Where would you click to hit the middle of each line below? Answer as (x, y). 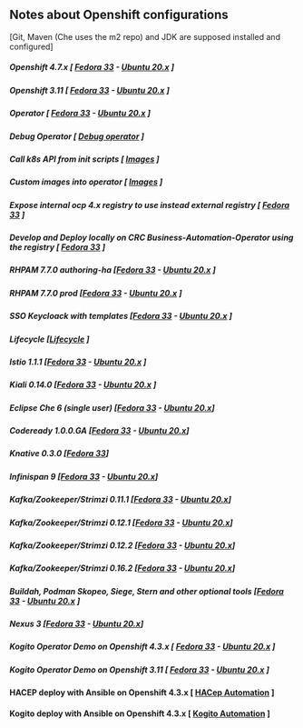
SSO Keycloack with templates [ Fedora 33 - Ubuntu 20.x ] (121, 316)
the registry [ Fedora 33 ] (58, 247)
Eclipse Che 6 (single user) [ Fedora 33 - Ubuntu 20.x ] (112, 407)
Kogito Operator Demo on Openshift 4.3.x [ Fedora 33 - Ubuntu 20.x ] (142, 647)
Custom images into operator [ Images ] (86, 182)
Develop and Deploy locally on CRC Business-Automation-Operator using (151, 238)
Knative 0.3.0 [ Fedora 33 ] (59, 454)
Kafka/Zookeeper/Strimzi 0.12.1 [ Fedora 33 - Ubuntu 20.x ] (121, 523)
